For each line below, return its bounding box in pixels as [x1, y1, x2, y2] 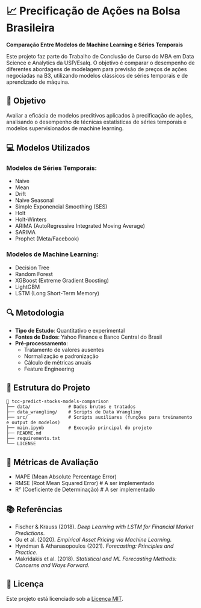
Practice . [14, 548, 38, 556]
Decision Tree [14, 264, 50, 271]
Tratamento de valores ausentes [23, 346, 104, 353]
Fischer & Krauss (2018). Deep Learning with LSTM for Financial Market [14, 523, 194, 530]
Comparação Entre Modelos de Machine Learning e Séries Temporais [6, 41, 184, 48]
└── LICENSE [6, 440, 36, 447]
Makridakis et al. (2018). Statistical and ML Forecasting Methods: [14, 555, 177, 562]
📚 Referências [6, 504, 63, 515]
